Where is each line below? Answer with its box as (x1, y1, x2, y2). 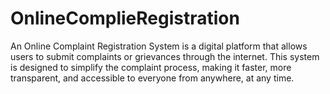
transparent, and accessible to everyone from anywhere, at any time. (10, 72, 295, 84)
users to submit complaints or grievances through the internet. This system (10, 50, 320, 62)
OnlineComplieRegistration (10, 7, 240, 30)
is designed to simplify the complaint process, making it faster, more (10, 61, 292, 73)
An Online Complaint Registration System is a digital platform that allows (10, 40, 308, 52)
